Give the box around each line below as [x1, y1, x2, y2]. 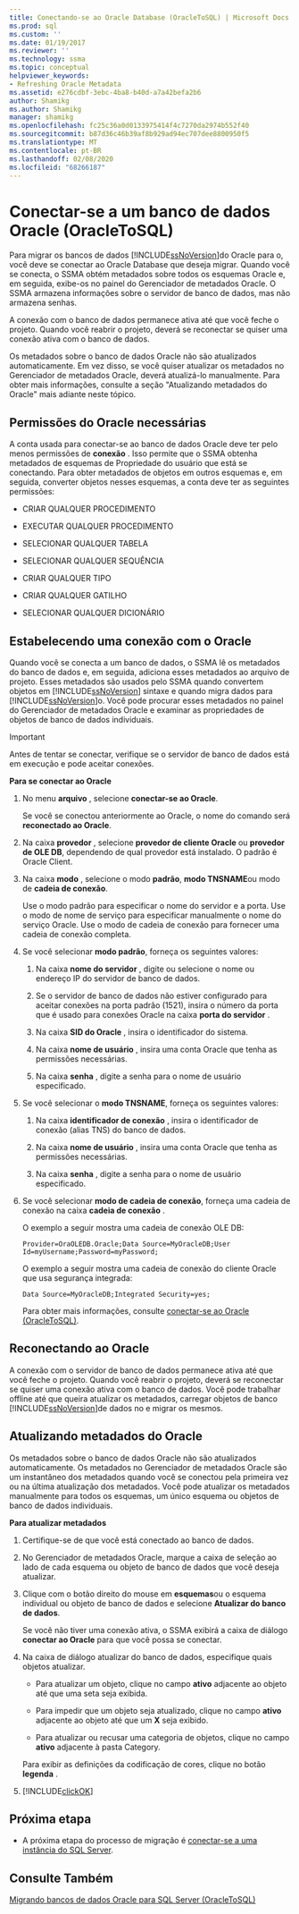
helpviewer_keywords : [9, 72, 90, 80]
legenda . [21, 1768, 58, 1779]
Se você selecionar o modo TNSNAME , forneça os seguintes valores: [21, 1097, 279, 1108]
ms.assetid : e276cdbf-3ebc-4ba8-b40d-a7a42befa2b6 [9, 88, 202, 97]
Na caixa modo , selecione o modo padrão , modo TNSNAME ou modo [21, 873, 281, 884]
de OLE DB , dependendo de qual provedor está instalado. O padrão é [21, 846, 278, 857]
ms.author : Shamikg [9, 105, 82, 114]
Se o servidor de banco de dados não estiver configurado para [35, 990, 268, 1001]
